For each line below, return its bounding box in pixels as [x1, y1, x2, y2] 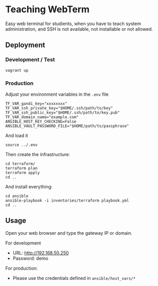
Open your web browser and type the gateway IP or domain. [5, 230, 132, 236]
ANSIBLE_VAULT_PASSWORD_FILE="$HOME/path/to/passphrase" [5, 123, 129, 128]
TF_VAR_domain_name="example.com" [5, 114, 79, 120]
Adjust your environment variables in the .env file [5, 91, 109, 97]
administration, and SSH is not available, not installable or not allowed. [5, 26, 153, 32]
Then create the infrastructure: [5, 151, 70, 157]
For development [5, 239, 41, 246]
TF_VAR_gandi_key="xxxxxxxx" [5, 101, 67, 106]
